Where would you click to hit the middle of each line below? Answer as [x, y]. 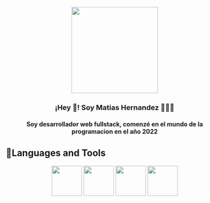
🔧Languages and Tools [56, 153]
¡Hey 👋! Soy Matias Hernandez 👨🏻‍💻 [115, 107]
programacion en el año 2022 [115, 131]
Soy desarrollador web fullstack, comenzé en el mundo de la [115, 124]
